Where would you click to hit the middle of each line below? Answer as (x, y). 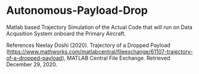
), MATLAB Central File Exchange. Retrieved (116, 58)
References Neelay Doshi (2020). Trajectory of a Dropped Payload (88, 45)
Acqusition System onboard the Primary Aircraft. (66, 33)
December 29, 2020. (32, 64)
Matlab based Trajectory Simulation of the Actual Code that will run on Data (99, 27)
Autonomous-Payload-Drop (77, 11)
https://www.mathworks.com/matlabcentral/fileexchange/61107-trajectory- (100, 51)
